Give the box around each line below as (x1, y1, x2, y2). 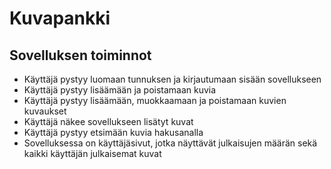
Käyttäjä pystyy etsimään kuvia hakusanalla (23, 127, 204, 138)
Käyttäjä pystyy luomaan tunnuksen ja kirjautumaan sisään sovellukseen (23, 73, 322, 85)
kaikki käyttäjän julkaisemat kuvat (23, 148, 162, 159)
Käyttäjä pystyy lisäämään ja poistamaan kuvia (23, 84, 217, 96)
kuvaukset (23, 105, 67, 117)
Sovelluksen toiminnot (9, 47, 152, 64)
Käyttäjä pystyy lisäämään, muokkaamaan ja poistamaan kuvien (23, 95, 287, 106)
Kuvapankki (9, 7, 111, 30)
